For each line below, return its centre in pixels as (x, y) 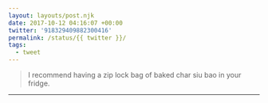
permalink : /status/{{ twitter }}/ (67, 38)
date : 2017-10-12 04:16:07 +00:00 (66, 23)
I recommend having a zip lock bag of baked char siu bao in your (134, 75)
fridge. (39, 83)
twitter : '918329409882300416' (60, 30)
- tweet (28, 52)
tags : (17, 45)
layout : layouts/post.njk (51, 15)
